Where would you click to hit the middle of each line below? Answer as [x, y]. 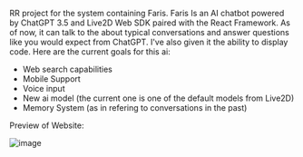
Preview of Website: [47, 125]
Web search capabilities [68, 69]
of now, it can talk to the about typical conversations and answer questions [150, 32]
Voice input [44, 88]
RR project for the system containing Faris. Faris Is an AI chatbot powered [147, 13]
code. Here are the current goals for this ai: [90, 52]
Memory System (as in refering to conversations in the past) [135, 108]
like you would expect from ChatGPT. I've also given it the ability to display [149, 42]
